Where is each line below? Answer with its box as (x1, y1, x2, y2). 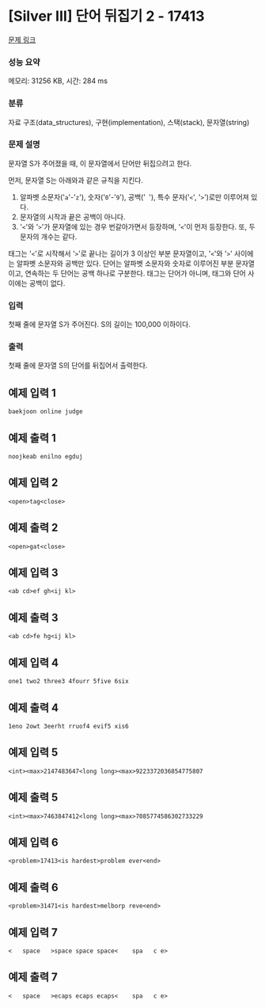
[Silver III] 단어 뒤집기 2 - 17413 (8, 7, 205, 25)
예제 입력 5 (8, 746, 59, 759)
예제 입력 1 (8, 386, 57, 400)
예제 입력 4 (8, 656, 59, 669)
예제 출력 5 (8, 791, 59, 804)
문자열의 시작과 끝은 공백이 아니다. (19, 211, 126, 222)
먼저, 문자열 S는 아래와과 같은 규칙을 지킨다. (8, 175, 144, 184)
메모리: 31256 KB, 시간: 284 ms (8, 76, 108, 86)
